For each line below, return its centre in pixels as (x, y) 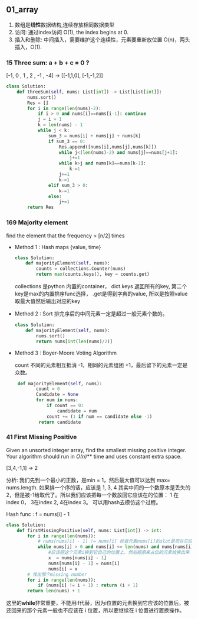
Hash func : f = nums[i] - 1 (38, 514)
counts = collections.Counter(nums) (81, 269)
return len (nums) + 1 (54, 591)
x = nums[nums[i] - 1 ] (77, 558)
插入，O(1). (28, 47)
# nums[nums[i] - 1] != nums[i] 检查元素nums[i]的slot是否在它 (113, 541)
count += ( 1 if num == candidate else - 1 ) (99, 417)
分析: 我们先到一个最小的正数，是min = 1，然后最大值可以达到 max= (88, 480)
